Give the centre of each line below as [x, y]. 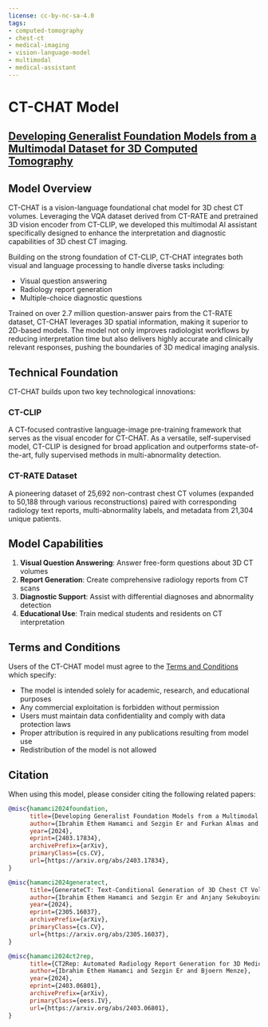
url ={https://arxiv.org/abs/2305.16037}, [99, 934]
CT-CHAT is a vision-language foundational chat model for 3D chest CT [126, 207]
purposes [35, 699]
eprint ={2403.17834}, [65, 839]
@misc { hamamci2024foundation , [59, 808]
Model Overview [50, 188]
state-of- [244, 447]
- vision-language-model [49, 53]
